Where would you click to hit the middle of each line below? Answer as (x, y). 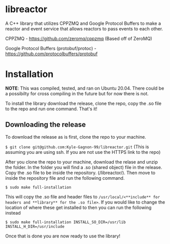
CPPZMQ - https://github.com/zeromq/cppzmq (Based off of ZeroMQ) (79, 38)
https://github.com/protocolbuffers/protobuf (52, 54)
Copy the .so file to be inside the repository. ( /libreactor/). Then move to (80, 173)
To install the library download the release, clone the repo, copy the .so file (83, 103)
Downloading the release (46, 125)
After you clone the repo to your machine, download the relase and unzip (82, 162)
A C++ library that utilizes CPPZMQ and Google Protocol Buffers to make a (83, 23)
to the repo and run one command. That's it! (51, 109)
